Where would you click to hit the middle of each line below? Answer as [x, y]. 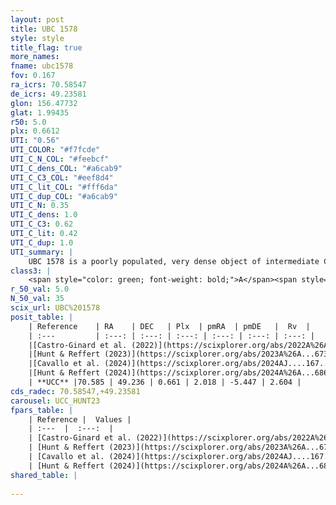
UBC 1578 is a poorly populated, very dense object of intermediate [174, 261]
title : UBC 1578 [44, 29]
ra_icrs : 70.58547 [48, 85]
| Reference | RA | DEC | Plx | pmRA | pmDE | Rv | [169, 326]
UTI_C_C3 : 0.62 [42, 224]
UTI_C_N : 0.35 [40, 206]
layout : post [37, 19]
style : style [37, 38]
